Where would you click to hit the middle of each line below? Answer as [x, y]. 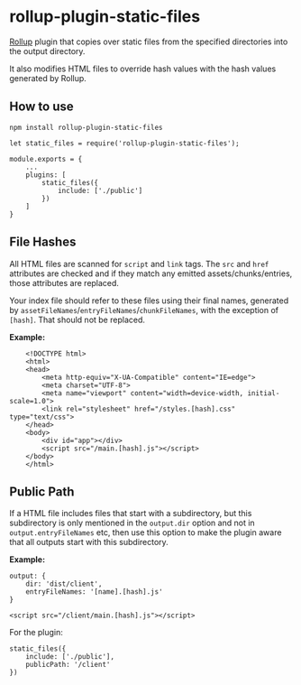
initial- [264, 393]
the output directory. [47, 51]
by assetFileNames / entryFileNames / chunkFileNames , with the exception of [144, 310]
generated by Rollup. [48, 78]
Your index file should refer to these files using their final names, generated [149, 301]
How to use [41, 107]
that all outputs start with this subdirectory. [89, 542]
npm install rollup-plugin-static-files [87, 127]
